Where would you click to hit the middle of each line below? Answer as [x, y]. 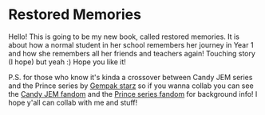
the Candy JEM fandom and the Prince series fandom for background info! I [133, 94]
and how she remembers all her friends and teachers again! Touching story [132, 53]
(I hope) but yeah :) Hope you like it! [67, 62]
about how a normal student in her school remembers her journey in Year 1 [131, 44]
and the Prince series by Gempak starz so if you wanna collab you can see [131, 86]
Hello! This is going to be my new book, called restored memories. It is [124, 36]
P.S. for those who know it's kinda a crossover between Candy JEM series [131, 77]
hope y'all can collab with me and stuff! [73, 102]
